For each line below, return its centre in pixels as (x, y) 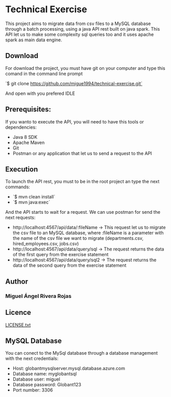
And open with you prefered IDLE (40, 93)
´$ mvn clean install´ (34, 197)
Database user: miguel (36, 379)
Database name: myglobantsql (45, 374)
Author (17, 281)
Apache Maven (29, 142)
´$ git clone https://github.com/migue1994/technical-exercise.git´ (74, 83)
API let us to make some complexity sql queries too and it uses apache (80, 34)
